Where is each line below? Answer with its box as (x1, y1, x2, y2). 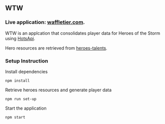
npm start (5, 115, 26, 120)
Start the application (5, 105, 47, 111)
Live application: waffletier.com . (5, 19, 85, 26)
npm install (5, 78, 30, 83)
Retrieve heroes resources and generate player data (5, 87, 112, 93)
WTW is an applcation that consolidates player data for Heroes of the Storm (5, 30, 161, 36)
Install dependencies (5, 68, 48, 74)
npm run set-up (5, 96, 37, 101)
